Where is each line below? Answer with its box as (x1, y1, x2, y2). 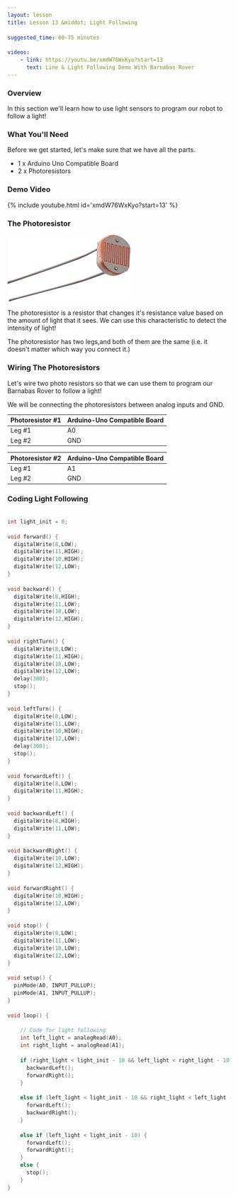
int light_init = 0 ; (7, 518, 69, 525)
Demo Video (7, 184, 51, 194)
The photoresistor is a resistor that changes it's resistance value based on (7, 309, 224, 317)
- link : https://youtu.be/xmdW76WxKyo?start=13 (20, 57, 163, 64)
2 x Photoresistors (17, 167, 72, 175)
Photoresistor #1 (10, 416, 62, 425)
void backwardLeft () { (7, 810, 74, 817)
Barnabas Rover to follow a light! (7, 387, 102, 395)
